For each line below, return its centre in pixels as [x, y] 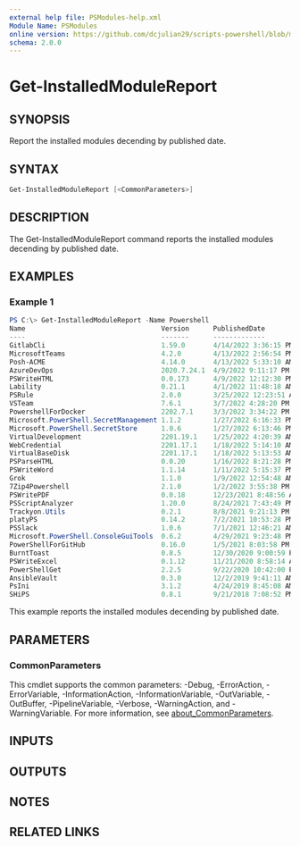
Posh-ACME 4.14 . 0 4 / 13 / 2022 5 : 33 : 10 [145, 362]
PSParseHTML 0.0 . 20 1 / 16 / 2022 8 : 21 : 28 [145, 462]
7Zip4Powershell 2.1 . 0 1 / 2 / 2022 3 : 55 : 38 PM [150, 486]
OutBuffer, [28, 703]
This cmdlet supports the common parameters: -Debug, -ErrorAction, [137, 684]
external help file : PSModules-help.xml [86, 17]
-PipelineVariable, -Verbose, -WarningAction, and [139, 703]
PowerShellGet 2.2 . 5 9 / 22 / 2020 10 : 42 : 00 [147, 570]
